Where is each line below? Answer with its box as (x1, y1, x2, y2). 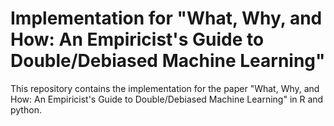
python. (10, 103, 42, 116)
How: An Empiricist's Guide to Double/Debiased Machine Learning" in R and (10, 93, 324, 105)
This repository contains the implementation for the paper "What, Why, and (10, 82, 320, 94)
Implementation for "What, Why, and (10, 7, 323, 30)
